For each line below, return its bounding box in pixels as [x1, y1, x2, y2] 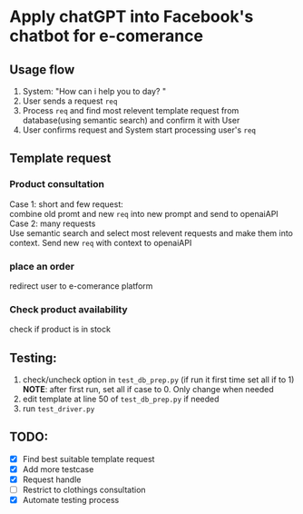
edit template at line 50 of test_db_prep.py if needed [22, 393, 220, 405]
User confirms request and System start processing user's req [22, 124, 257, 135]
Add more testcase [22, 463, 94, 474]
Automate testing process [22, 495, 120, 506]
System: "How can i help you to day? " [22, 86, 166, 96]
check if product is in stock [9, 324, 112, 335]
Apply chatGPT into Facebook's [9, 6, 254, 27]
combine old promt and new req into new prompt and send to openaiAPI [9, 208, 279, 219]
